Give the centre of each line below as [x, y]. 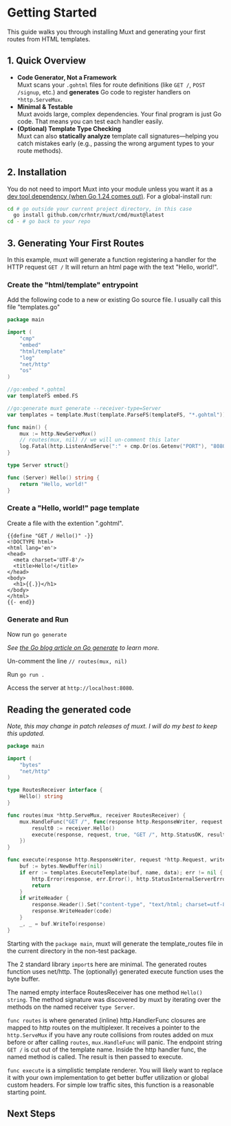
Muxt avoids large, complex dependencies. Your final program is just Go [119, 114]
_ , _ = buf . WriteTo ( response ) [63, 924]
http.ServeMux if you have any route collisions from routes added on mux [110, 1034]
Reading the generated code [69, 709]
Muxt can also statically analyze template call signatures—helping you [118, 136]
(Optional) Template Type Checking [69, 128]
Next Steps [31, 1114]
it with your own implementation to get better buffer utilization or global [108, 1077]
